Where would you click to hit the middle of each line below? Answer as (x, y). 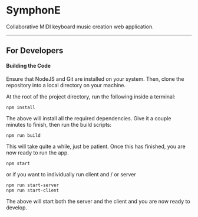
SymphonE (33, 10)
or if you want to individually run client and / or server (71, 174)
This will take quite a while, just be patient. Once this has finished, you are (96, 146)
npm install (21, 107)
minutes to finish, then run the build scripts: (59, 124)
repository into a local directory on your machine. (66, 85)
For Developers (35, 51)
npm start (18, 163)
